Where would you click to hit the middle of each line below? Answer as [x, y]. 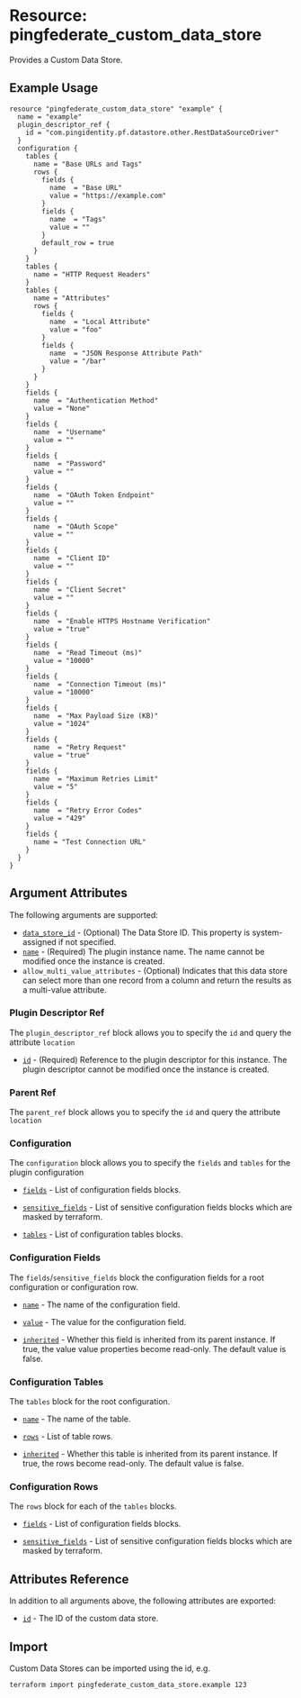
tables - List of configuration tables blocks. [103, 1234]
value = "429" [60, 818]
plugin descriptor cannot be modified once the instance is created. [146, 1069]
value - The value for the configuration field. [104, 1321]
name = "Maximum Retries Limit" [96, 779]
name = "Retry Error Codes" [88, 810]
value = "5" [55, 786]
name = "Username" [69, 432]
